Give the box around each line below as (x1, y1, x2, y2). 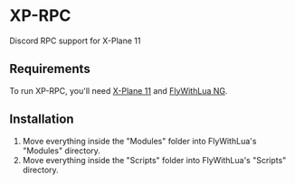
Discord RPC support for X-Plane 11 (9, 35, 141, 46)
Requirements (9, 61, 90, 77)
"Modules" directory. (22, 145, 101, 156)
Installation (9, 112, 74, 127)
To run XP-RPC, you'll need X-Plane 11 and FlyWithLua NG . (9, 85, 228, 96)
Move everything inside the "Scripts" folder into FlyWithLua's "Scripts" (22, 154, 287, 165)
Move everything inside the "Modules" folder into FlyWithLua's (22, 135, 257, 146)
